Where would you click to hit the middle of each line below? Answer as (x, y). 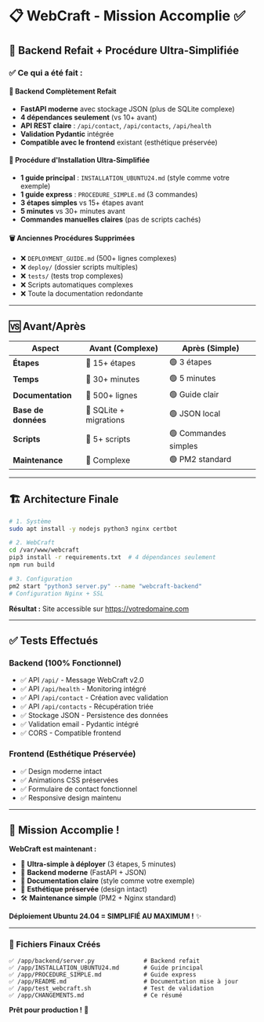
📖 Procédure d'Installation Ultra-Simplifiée (80, 160)
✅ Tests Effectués (54, 641)
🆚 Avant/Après (47, 326)
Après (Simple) (211, 348)
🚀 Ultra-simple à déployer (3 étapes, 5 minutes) (98, 864)
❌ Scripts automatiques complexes (77, 285)
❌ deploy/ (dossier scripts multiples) (79, 267)
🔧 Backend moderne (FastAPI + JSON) (83, 873)
